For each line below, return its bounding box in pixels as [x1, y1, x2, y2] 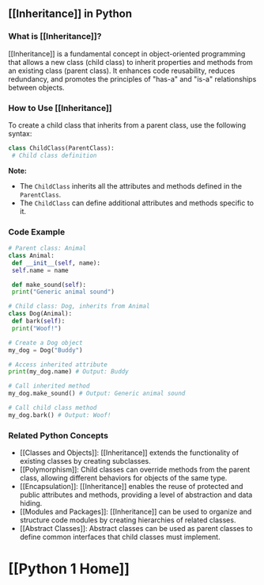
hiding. [19, 499, 43, 508]
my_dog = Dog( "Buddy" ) [8, 346, 83, 354]
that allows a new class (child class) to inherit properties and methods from [8, 57, 253, 67]
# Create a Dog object [8, 338, 83, 346]
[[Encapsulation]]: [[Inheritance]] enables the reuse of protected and [19, 482, 243, 491]
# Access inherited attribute [8, 361, 108, 369]
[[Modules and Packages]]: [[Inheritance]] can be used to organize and [19, 507, 252, 517]
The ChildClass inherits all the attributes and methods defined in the [19, 181, 243, 190]
